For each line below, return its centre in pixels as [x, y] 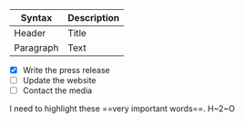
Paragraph [36, 47]
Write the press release [66, 70]
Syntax [36, 18]
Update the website [60, 80]
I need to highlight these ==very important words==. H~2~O [122, 109]
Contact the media [57, 90]
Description [94, 18]
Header [30, 33]
